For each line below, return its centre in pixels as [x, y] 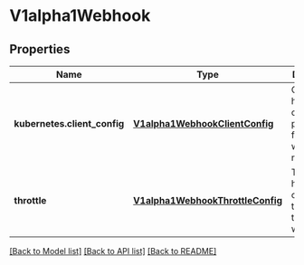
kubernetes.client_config [69, 123]
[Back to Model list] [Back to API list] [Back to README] [113, 251]
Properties [40, 49]
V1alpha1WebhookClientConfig [203, 123]
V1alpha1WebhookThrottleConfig [208, 200]
